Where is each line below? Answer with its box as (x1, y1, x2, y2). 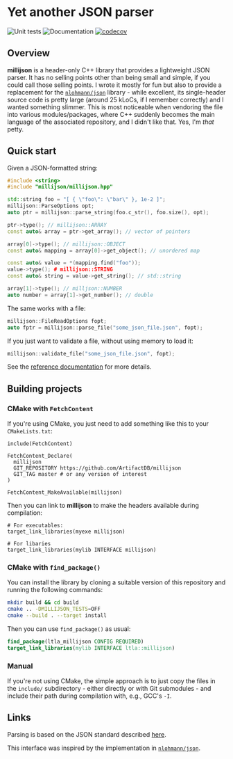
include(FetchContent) (7, 440, 73, 447)
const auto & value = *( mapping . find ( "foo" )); (7, 259, 141, 266)
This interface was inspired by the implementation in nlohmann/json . (7, 744, 201, 752)
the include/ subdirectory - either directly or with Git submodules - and (7, 685, 212, 693)
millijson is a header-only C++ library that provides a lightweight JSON (7, 65, 210, 74)
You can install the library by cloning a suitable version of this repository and (7, 578, 226, 586)
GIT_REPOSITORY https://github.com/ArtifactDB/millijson (13, 465, 182, 472)
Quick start (7, 145, 57, 157)
